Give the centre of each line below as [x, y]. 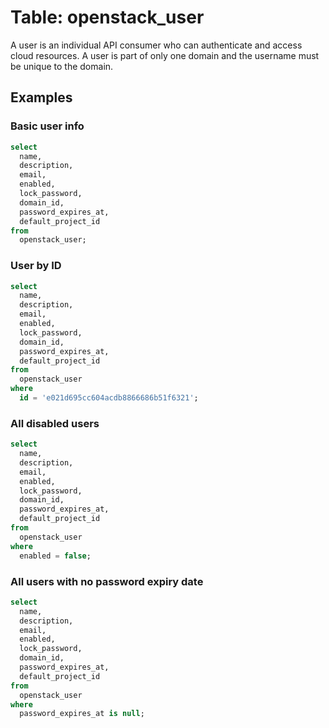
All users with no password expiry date [107, 581]
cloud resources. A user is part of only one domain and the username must [165, 55]
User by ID [36, 266]
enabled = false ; [55, 556]
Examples [41, 97]
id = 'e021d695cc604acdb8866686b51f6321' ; [109, 398]
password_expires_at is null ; [82, 714]
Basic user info [47, 126]
